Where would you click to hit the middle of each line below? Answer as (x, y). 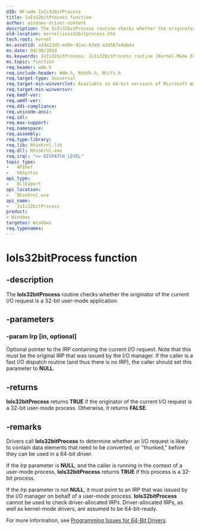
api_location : (24, 189)
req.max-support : (28, 123)
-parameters (30, 319)
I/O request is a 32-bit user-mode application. (62, 301)
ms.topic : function (30, 62)
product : (17, 212)
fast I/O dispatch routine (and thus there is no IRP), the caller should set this (99, 362)
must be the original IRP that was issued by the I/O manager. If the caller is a (100, 356)
